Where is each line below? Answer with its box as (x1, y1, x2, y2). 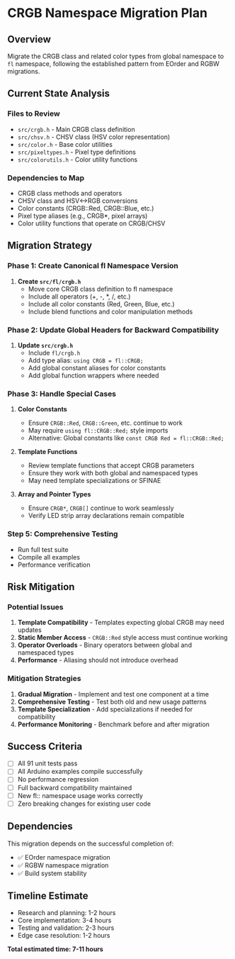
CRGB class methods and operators (17, 189, 122, 197)
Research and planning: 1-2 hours (17, 909, 116, 917)
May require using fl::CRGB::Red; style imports (28, 426, 168, 435)
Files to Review (7, 109, 60, 118)
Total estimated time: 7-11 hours (7, 945, 104, 953)
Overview (7, 33, 52, 45)
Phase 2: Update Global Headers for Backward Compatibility (7, 325, 219, 335)
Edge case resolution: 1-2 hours (17, 931, 110, 940)
